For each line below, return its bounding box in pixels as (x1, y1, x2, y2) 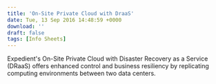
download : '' (7, 23, 45, 30)
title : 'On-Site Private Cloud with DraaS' (7, 10, 135, 17)
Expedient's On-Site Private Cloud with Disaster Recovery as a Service (7, 54, 208, 63)
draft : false (7, 29, 45, 36)
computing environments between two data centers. (7, 70, 157, 78)
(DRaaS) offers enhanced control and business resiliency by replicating (7, 62, 209, 70)
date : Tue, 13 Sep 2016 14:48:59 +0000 (7, 17, 122, 23)
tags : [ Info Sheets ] (7, 36, 67, 43)
